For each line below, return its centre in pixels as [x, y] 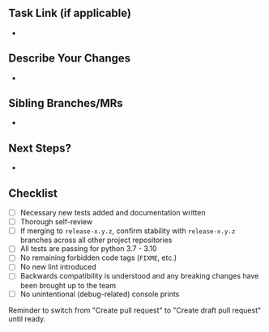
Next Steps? [40, 148]
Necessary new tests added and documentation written [113, 213]
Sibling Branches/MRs [66, 103]
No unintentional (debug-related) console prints [100, 294]
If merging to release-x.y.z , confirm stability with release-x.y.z [128, 231]
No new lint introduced [58, 267]
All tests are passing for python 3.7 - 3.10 [88, 249]
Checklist [33, 193]
